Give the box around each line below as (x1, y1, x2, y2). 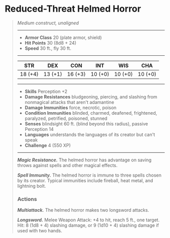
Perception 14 (24, 126, 54, 132)
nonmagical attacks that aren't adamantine (24, 99, 115, 105)
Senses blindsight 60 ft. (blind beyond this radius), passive (24, 120, 148, 127)
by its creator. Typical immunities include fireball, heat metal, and (17, 177, 153, 183)
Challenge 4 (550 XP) (24, 142, 71, 148)
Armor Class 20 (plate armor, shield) (24, 34, 102, 41)
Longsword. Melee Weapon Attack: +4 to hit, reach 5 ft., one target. (17, 217, 160, 223)
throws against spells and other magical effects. (17, 162, 118, 168)
